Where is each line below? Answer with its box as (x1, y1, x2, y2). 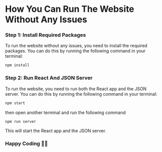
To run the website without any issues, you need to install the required (5, 43, 148, 49)
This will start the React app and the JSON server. (5, 128, 106, 134)
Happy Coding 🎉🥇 (5, 140, 48, 147)
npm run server (5, 119, 36, 124)
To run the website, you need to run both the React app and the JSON (5, 85, 147, 92)
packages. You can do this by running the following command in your (5, 48, 146, 54)
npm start (5, 100, 26, 106)
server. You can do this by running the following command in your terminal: (5, 91, 158, 97)
